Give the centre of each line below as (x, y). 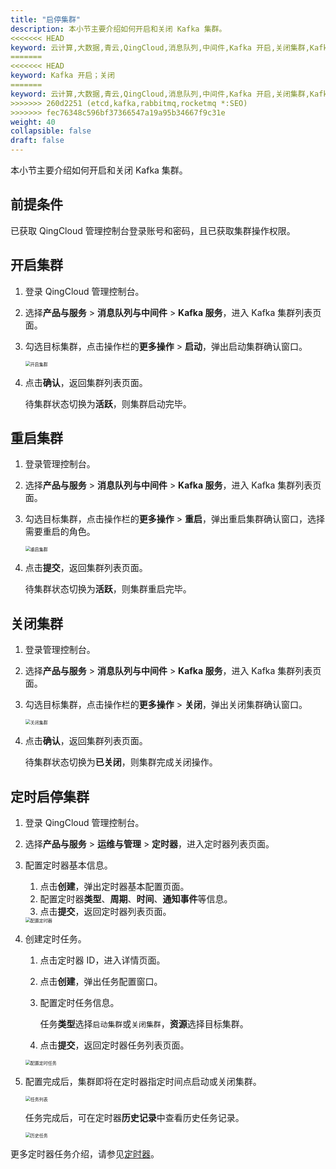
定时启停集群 (50, 796)
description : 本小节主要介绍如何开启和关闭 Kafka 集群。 (118, 29)
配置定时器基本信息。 (68, 865)
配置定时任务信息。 (79, 1003)
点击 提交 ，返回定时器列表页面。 (105, 912)
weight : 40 (33, 122)
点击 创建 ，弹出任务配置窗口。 (101, 982)
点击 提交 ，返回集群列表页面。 (86, 568)
